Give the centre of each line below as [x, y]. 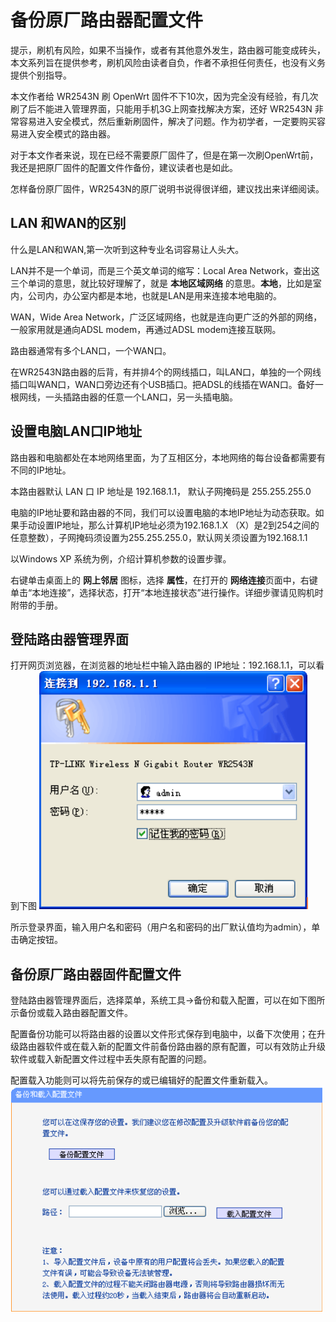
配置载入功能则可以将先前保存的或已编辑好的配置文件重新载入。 [141, 1080]
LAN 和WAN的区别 [68, 223]
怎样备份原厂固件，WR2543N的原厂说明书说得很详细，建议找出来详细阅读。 [167, 188]
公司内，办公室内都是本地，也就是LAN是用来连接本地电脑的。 [155, 295]
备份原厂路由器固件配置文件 [96, 974]
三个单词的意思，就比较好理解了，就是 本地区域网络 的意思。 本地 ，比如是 [161, 283]
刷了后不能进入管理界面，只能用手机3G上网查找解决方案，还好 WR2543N [161, 108]
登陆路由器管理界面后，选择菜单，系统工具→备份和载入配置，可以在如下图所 [168, 1000]
